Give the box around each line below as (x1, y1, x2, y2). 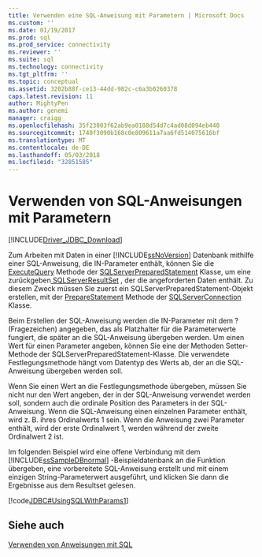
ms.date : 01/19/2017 (8, 26, 76, 34)
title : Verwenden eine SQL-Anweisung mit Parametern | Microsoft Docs (8, 11, 245, 20)
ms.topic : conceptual (8, 77, 79, 85)
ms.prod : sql (8, 33, 51, 42)
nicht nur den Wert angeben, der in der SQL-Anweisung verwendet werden (8, 390, 251, 399)
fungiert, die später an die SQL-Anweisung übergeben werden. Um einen (8, 333, 245, 342)
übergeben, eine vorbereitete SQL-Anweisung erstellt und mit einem (8, 464, 229, 473)
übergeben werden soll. (46, 366, 124, 376)
